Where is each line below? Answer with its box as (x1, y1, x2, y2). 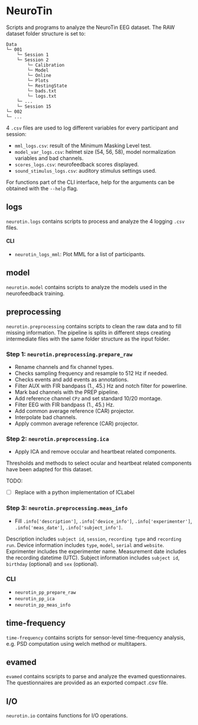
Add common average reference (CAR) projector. (14, 407, 135, 415)
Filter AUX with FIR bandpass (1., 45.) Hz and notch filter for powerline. (14, 382, 187, 389)
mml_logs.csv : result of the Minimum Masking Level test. (14, 142, 152, 149)
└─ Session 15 (17, 103, 51, 109)
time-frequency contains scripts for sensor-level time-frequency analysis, (6, 634, 185, 641)
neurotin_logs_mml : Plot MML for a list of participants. (14, 250, 146, 258)
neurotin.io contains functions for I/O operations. (6, 712, 128, 719)
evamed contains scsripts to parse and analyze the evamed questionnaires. (6, 673, 187, 680)
